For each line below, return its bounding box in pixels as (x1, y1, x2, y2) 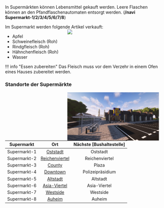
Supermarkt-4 (7, 169, 37, 175)
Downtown (44, 169, 66, 175)
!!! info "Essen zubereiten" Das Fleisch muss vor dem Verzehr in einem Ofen (5, 63, 158, 69)
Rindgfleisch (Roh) (12, 44, 50, 49)
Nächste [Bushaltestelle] (73, 142, 125, 147)
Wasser (12, 54, 28, 60)
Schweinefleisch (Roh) (12, 39, 58, 44)
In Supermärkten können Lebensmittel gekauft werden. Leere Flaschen (5, 4, 148, 10)
